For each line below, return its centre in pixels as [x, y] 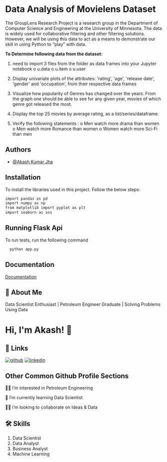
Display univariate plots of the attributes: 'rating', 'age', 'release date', [83, 78]
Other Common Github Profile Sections [67, 376]
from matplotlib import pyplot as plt [45, 208]
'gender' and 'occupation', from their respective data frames [74, 84]
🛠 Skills [18, 423]
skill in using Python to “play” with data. [46, 44]
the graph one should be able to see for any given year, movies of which [86, 99]
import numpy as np [25, 203]
